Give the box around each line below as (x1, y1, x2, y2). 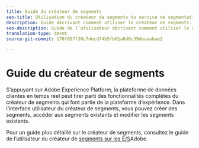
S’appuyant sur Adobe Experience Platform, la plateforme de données (6, 86, 176, 93)
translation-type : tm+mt (6, 31, 68, 37)
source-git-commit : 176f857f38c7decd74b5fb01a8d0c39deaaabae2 (6, 36, 163, 42)
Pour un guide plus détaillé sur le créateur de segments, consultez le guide (6, 129, 189, 136)
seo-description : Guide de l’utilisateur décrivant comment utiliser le (6, 25, 190, 31)
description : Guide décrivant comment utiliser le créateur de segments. (6, 19, 192, 25)
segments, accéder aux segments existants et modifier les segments (6, 111, 174, 118)
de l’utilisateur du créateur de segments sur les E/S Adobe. (6, 135, 148, 142)
